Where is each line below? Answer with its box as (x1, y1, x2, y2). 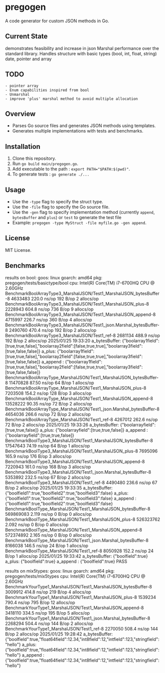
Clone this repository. (12, 155, 56, 162)
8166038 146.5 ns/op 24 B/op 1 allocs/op (5, 542, 88, 548)
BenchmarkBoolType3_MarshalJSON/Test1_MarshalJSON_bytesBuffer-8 (5, 437, 153, 444)
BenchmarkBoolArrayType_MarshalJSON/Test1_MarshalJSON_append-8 (5, 395, 153, 402)
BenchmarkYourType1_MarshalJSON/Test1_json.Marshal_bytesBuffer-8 (5, 615, 151, 621)
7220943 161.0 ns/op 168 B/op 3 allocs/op (5, 464, 91, 470)
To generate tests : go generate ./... (12, 171, 90, 177)
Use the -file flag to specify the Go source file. (12, 204, 110, 210)
